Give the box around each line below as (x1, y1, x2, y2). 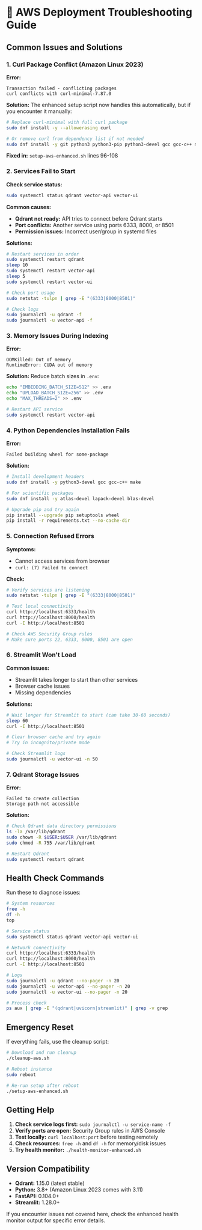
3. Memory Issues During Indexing (6, 332, 109, 340)
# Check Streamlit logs (6, 751, 66, 757)
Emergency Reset (6, 1022, 74, 1032)
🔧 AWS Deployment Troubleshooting (6, 5, 192, 19)
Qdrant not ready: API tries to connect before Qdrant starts (14, 215, 163, 222)
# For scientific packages (6, 490, 74, 496)
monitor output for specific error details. (6, 1217, 106, 1224)
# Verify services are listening (6, 587, 90, 593)
